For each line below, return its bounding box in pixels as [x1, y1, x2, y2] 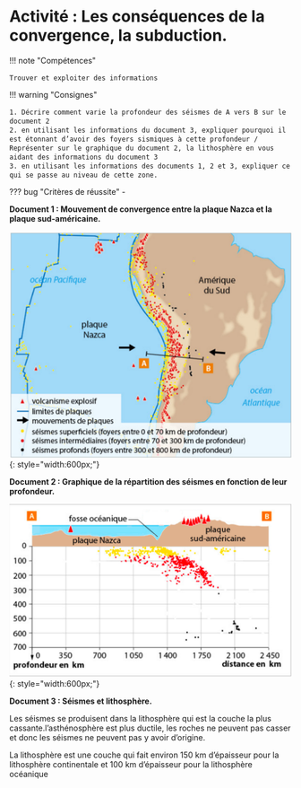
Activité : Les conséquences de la [9, 6, 265, 27]
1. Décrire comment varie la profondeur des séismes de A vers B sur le [9, 108, 287, 117]
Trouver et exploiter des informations [9, 74, 159, 83]
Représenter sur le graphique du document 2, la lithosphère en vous [9, 144, 275, 153]
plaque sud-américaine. [9, 213, 101, 223]
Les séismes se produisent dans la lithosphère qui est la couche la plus [9, 713, 271, 723]
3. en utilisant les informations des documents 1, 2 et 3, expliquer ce [9, 162, 291, 171]
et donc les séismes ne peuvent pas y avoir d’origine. [9, 731, 206, 742]
